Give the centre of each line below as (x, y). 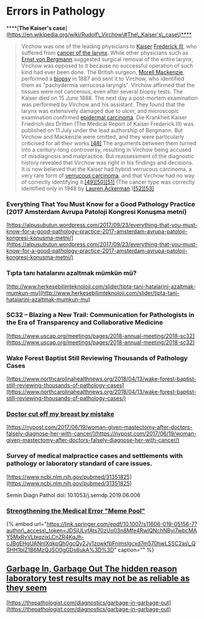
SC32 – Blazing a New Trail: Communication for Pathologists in (100, 315)
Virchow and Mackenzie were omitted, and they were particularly (103, 137)
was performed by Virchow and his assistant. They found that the (103, 104)
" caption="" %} (134, 550)
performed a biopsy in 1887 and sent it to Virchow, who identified (103, 78)
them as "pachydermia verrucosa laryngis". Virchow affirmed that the (108, 85)
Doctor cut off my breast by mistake (60, 414)
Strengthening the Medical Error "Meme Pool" (76, 511)
